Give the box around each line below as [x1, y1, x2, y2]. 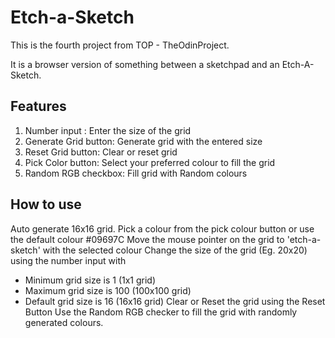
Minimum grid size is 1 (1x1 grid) [24, 274, 157, 286]
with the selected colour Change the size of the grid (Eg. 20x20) [42, 244, 308, 256]
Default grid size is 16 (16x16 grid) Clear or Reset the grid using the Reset [24, 295, 326, 307]
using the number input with [10, 254, 127, 266]
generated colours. [24, 316, 104, 328]
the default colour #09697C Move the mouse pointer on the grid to [10, 233, 285, 245]
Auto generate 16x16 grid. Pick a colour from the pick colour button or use [10, 222, 315, 235]
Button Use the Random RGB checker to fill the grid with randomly [24, 306, 298, 318]
